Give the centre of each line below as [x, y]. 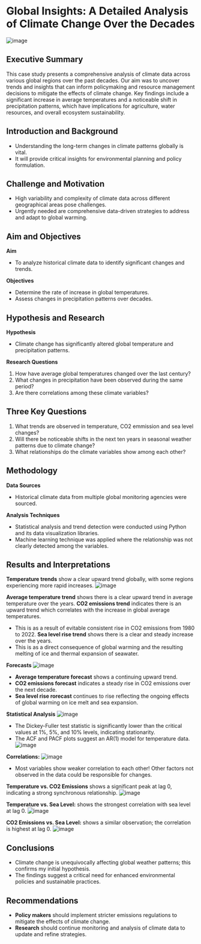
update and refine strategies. [51, 934]
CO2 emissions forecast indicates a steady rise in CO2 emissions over [103, 683]
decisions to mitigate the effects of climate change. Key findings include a [97, 93]
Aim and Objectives [43, 236]
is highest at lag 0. [29, 829]
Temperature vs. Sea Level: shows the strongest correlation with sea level [98, 804]
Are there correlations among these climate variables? [82, 393]
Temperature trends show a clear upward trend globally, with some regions [100, 579]
